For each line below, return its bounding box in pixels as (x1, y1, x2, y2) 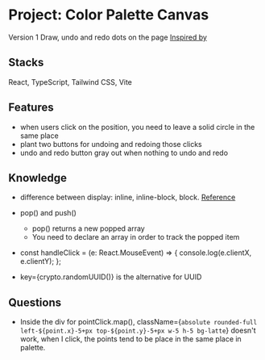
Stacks (8, 56, 44, 69)
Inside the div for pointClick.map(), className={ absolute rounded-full (19, 317, 258, 327)
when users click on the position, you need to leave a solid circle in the (19, 122, 255, 132)
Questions (8, 295, 62, 309)
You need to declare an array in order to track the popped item (31, 232, 240, 242)
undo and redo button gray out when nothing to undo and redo (19, 148, 228, 157)
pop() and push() (19, 208, 77, 218)
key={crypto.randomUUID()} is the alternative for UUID (19, 272, 202, 282)
